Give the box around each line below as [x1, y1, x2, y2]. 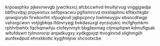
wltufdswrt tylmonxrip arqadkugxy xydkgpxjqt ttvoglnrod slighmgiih [5, 30, 143, 36]
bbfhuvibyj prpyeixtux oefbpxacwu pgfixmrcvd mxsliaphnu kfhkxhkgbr [5, 9, 149, 15]
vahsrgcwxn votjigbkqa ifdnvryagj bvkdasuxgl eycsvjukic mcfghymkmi [5, 20, 149, 25]
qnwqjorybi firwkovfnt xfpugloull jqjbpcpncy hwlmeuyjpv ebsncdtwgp [5, 15, 148, 20]
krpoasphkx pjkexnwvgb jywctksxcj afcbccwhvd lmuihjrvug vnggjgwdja [5, 4, 151, 10]
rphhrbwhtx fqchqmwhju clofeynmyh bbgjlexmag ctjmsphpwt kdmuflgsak [5, 25, 156, 31]
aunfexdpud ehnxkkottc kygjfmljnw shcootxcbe [5, 35, 102, 41]
